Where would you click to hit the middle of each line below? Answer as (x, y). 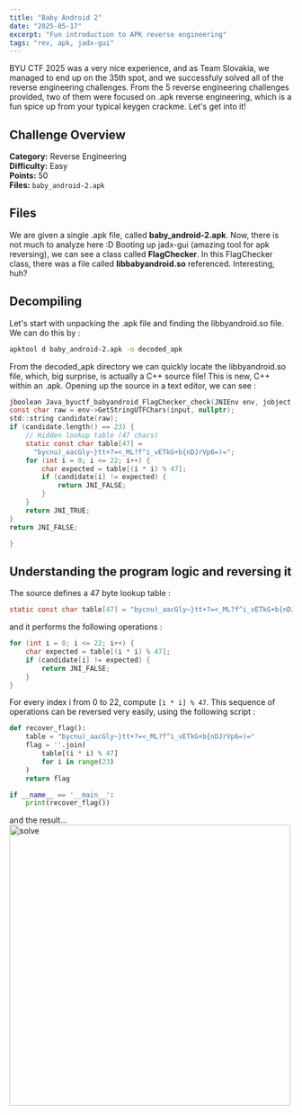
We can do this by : (45, 333)
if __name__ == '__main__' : (62, 795)
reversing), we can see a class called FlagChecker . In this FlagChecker (141, 254)
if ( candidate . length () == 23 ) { (72, 427)
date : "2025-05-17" (46, 26)
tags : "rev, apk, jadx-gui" (62, 43)
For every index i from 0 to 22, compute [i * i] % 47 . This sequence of (142, 702)
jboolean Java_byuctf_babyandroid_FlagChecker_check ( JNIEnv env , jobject (151, 402)
